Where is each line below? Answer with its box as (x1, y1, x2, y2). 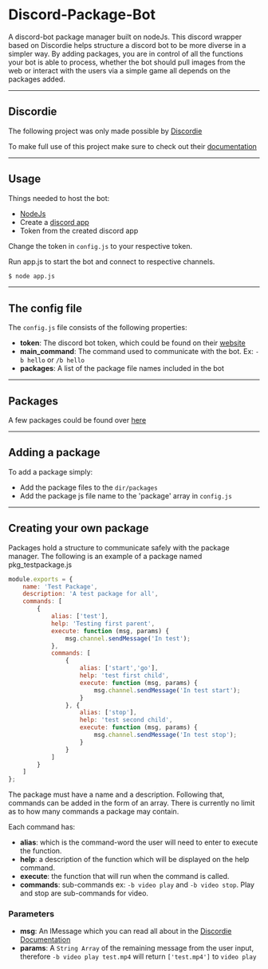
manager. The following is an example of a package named (8, 551, 203, 561)
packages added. (8, 74, 65, 84)
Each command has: (8, 822, 76, 832)
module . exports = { (8, 575, 73, 583)
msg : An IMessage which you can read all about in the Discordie (19, 927, 232, 936)
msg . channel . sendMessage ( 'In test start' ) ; (93, 686, 241, 695)
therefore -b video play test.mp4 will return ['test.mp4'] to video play (19, 951, 257, 962)
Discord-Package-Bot (8, 6, 156, 24)
